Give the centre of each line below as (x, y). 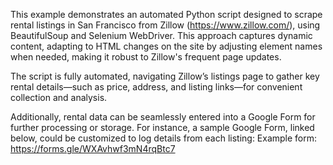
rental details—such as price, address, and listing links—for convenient (156, 87)
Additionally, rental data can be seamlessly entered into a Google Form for (163, 117)
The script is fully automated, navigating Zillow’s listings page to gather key (165, 76)
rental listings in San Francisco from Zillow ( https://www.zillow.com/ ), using (165, 25)
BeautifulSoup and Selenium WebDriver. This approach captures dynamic (161, 35)
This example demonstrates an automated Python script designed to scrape (166, 14)
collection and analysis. (59, 97)
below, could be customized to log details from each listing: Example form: (164, 138)
